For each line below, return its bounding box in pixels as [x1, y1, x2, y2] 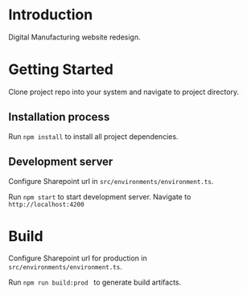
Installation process [8, 110, 110, 124]
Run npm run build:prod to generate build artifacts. [8, 277, 182, 287]
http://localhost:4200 [8, 200, 84, 208]
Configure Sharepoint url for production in [8, 253, 147, 263]
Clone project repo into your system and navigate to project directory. [8, 87, 240, 96]
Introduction [8, 6, 93, 24]
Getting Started [8, 60, 114, 79]
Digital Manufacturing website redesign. [8, 32, 141, 42]
